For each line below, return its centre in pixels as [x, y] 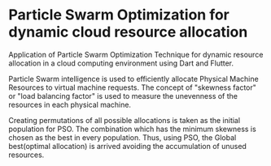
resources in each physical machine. [70, 104]
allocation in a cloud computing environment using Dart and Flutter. [121, 63]
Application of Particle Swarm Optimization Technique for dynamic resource [136, 54]
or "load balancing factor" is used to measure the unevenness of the [123, 96]
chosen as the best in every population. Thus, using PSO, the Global [122, 137]
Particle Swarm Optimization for [119, 15]
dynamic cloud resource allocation [128, 32]
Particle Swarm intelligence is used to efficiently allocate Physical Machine [133, 79]
